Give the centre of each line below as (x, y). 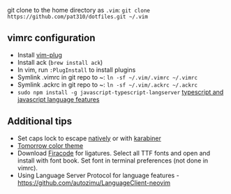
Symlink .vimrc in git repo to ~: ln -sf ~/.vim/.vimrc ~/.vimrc (107, 77)
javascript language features (58, 99)
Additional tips (39, 121)
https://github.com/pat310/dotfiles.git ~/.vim (78, 17)
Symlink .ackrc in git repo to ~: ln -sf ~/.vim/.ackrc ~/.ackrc (107, 84)
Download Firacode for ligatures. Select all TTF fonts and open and (114, 153)
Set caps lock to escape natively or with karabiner (89, 138)
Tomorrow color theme (50, 145)
